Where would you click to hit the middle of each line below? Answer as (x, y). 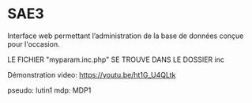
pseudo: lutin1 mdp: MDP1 (49, 90)
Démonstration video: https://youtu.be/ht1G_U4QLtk (92, 74)
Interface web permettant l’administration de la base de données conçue (126, 36)
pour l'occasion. (34, 44)
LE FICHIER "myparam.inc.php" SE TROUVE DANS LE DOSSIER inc (116, 59)
